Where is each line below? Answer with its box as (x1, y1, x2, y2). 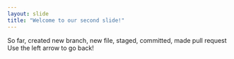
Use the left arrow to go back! (7, 44, 94, 52)
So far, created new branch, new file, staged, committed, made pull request (7, 36, 228, 44)
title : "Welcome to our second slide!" (7, 17, 125, 24)
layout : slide (7, 10, 49, 18)
